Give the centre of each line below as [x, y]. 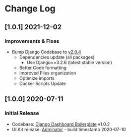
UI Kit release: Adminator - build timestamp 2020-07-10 [69, 129]
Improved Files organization [48, 73]
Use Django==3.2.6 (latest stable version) [69, 62]
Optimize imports [37, 78]
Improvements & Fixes [32, 41]
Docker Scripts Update [42, 83]
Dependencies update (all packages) [57, 57]
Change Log [30, 9]
